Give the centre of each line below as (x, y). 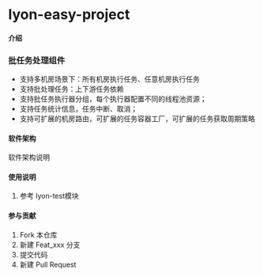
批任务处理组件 (37, 60)
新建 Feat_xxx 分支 (50, 245)
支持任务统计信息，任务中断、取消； (79, 109)
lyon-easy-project (69, 15)
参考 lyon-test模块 (49, 196)
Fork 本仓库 (38, 234)
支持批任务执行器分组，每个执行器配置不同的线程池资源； (113, 99)
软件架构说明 (29, 157)
